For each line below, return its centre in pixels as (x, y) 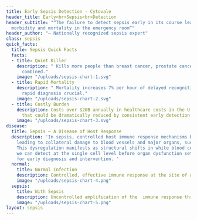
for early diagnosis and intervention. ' (68, 159)
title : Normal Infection (47, 170)
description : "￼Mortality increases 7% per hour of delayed (91, 88)
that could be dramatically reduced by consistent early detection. (107, 115)
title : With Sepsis (40, 191)
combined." (35, 72)
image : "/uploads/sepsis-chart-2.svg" (64, 99)
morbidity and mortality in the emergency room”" (73, 28)
